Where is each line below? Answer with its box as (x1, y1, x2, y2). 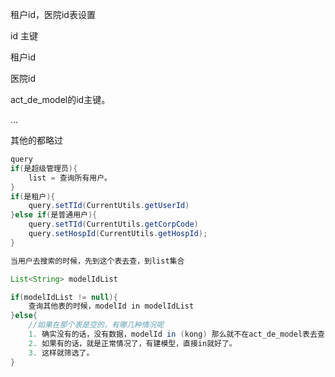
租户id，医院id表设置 (10, 9, 96, 20)
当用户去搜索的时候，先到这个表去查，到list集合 (10, 256, 185, 266)
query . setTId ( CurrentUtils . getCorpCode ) (28, 219, 199, 230)
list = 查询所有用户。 (28, 173, 113, 183)
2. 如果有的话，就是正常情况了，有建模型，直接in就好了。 (28, 338, 237, 348)
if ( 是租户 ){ (10, 191, 56, 202)
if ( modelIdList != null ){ (10, 292, 118, 302)
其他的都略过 (10, 134, 63, 146)
